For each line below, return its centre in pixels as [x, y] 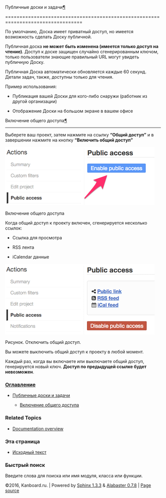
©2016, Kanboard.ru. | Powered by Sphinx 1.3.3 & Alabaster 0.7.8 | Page [78, 485]
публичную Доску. [25, 62]
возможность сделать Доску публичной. [49, 37]
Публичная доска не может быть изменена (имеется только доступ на [82, 46]
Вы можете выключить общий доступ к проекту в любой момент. [75, 352]
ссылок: [14, 228]
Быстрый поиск [25, 465]
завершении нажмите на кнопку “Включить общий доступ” [69, 140]
